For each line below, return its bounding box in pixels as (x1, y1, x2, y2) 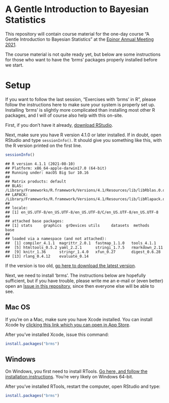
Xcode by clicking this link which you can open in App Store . (5, 321, 131, 328)
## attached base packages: (5, 218, 64, 223)
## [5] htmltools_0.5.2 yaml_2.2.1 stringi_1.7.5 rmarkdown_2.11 (5, 245, 163, 250)
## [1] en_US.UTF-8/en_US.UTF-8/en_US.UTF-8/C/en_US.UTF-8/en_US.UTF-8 (5, 210, 158, 215)
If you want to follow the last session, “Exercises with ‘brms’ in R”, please (5, 96, 156, 102)
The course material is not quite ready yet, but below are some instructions (5, 51, 161, 57)
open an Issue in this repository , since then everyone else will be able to (5, 283, 154, 289)
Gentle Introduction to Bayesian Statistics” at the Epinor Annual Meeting (5, 36, 154, 42)
